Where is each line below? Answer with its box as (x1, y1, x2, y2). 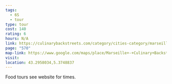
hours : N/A (5, 36, 29, 41)
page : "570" (5, 46, 31, 51)
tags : (5, 7, 17, 13)
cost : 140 (5, 27, 27, 32)
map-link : (5, 50, 27, 55)
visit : (5, 55, 19, 60)
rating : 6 (5, 31, 27, 36)
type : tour (5, 22, 29, 27)
